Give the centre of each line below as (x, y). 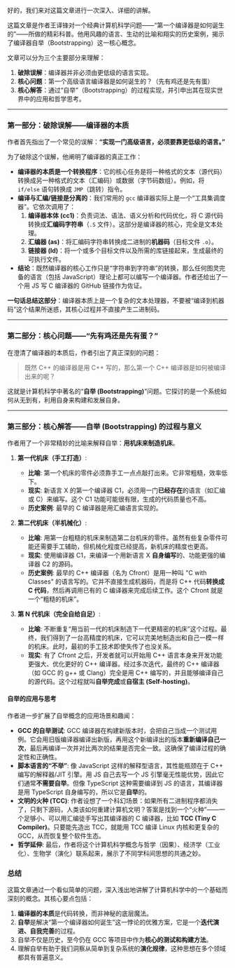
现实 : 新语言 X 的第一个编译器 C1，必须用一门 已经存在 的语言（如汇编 (127, 490)
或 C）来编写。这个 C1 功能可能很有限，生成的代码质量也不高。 (119, 499)
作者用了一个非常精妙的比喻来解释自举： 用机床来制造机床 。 (93, 443)
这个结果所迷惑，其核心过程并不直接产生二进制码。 (90, 309)
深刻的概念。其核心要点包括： (50, 899)
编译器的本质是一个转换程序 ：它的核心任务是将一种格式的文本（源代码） (121, 172)
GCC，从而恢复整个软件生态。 (61, 836)
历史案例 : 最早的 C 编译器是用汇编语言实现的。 (95, 508)
